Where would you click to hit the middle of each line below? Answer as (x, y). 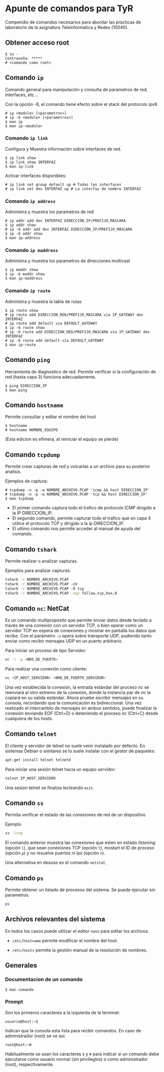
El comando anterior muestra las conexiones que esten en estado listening (80, 843)
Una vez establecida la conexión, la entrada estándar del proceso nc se (77, 687)
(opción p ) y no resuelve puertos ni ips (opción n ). (55, 853)
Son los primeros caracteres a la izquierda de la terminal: (62, 1012)
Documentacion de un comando (44, 979)
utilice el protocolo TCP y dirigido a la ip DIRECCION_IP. (68, 524)
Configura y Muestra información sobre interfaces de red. (63, 149)
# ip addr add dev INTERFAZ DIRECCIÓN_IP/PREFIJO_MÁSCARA (65, 221)
